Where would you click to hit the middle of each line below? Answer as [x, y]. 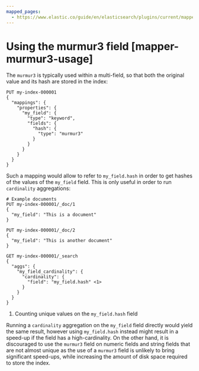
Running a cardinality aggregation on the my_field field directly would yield [99, 325]
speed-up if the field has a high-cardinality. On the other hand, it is [87, 338]
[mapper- [155, 46]
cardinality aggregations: [38, 188]
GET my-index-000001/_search [42, 256]
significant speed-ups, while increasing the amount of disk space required [97, 357]
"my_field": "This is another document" [62, 241]
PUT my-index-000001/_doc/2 [41, 230]
